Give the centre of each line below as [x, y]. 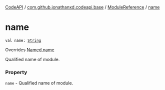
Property [16, 72]
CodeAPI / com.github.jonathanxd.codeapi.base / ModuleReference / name [82, 7]
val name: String [23, 40]
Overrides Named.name [30, 50]
